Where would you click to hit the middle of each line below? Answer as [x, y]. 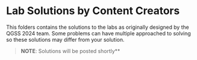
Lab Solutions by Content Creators [93, 11]
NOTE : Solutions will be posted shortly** [70, 51]
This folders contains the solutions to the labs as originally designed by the [98, 27]
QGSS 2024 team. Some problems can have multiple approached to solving [99, 33]
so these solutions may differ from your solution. [65, 39]
